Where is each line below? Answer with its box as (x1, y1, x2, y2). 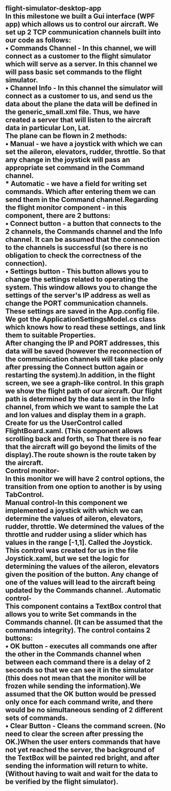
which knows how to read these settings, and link (5, 323, 166, 332)
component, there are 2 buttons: (5, 211, 111, 220)
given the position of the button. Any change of (5, 570, 159, 579)
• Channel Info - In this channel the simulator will (5, 84, 163, 92)
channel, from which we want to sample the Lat (5, 403, 159, 411)
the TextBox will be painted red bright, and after (5, 754, 160, 762)
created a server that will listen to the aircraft (5, 116, 152, 125)
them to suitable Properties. (5, 331, 96, 340)
